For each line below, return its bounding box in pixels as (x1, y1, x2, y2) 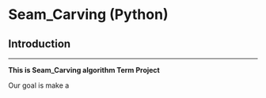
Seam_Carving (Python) (8, 6, 169, 24)
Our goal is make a (8, 81, 70, 90)
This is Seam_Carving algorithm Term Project (8, 66, 160, 74)
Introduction (8, 37, 71, 51)
